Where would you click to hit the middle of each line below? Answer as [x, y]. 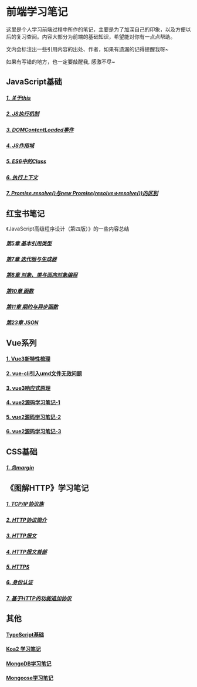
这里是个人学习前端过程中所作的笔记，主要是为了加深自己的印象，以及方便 [96, 29]
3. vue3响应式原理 [28, 388]
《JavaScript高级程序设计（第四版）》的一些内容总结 [68, 229]
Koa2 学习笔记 [23, 649]
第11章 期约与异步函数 [32, 307]
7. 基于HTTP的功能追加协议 [39, 598]
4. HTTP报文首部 [26, 552]
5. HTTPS [18, 567]
